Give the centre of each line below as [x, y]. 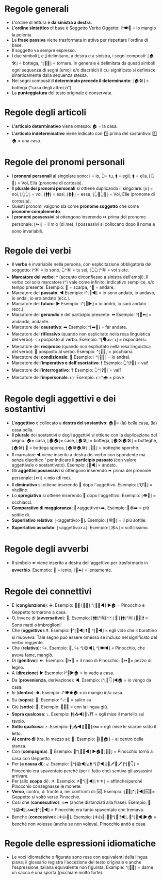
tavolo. [18, 721]
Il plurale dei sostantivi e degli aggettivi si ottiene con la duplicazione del [84, 435]
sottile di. [21, 515]
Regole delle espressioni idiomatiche [80, 843]
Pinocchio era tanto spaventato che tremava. [99, 810]
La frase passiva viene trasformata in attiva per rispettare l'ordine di [80, 40]
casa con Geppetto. [31, 758]
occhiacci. [22, 502]
